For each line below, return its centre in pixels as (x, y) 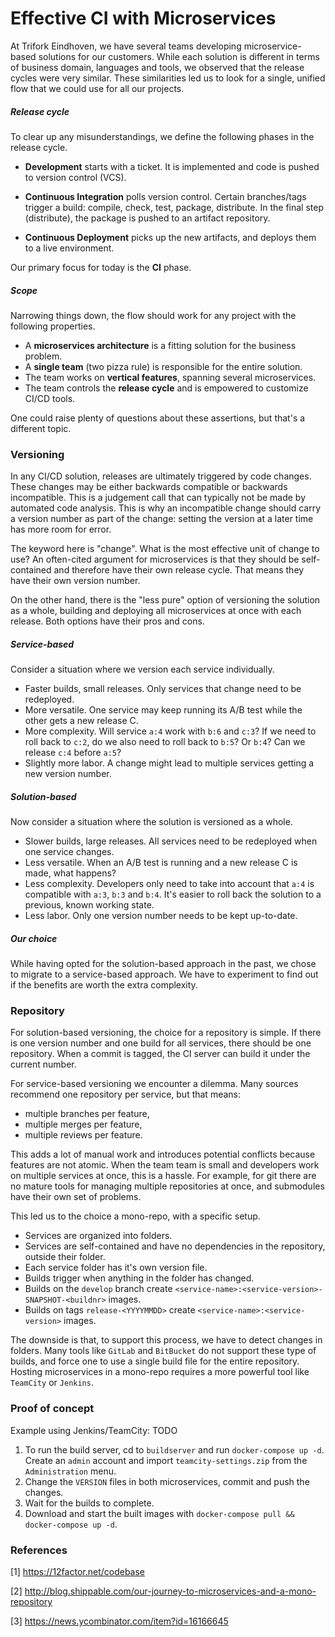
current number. (43, 1064)
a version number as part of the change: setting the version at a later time (162, 519)
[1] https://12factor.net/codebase (78, 1571)
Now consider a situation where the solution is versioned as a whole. (151, 822)
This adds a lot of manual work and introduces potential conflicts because (163, 1154)
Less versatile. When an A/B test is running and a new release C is (161, 863)
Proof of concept (52, 1409)
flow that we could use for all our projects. (97, 88)
